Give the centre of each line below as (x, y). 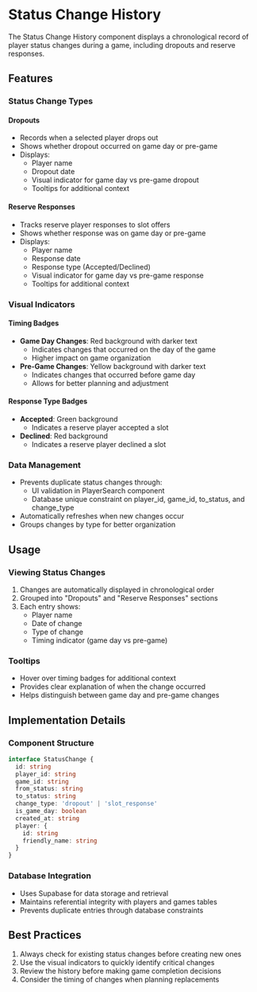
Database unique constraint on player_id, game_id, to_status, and (138, 500)
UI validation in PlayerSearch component (98, 491)
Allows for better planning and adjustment (100, 383)
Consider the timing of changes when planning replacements (119, 979)
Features (31, 78)
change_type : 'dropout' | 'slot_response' (86, 804)
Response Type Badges (48, 401)
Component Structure (51, 743)
